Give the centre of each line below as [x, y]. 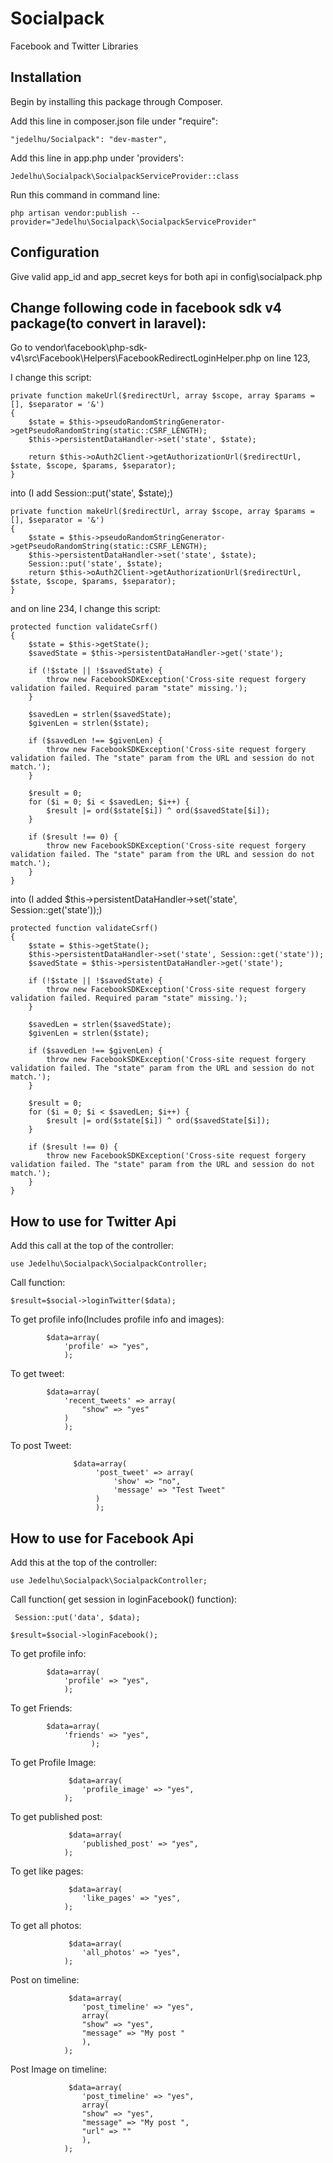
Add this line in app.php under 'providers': [97, 158]
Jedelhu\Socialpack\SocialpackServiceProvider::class [125, 176]
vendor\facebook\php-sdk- [91, 348]
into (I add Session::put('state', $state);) [92, 493]
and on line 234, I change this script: [85, 609]
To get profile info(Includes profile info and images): [117, 1319]
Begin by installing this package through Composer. [116, 101]
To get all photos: [46, 1925]
